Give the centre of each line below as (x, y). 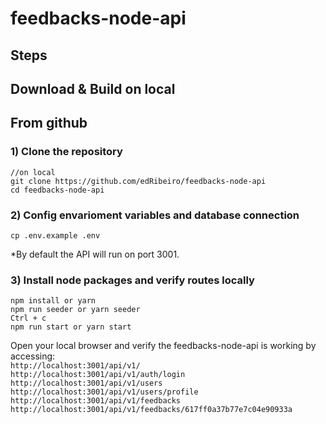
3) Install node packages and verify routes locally (132, 280)
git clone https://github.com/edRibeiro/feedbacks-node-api (138, 181)
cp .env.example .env (55, 235)
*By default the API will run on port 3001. (95, 254)
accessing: (33, 356)
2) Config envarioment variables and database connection (155, 215)
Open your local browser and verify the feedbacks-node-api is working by (163, 346)
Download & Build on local (93, 88)
